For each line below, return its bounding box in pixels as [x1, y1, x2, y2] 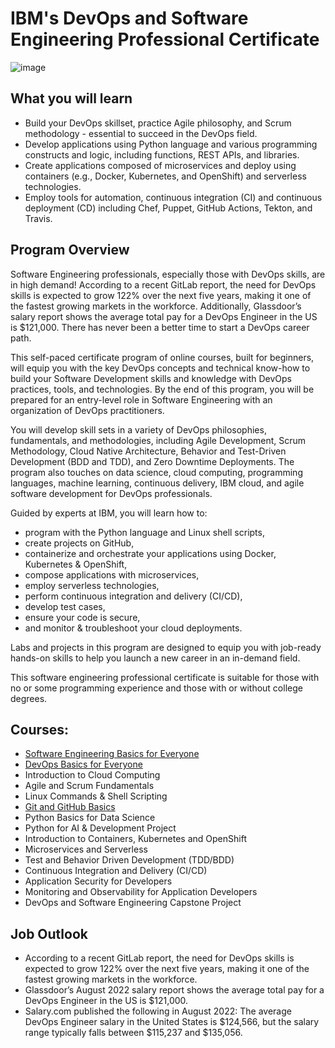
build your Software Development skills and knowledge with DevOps [10, 372, 293, 384]
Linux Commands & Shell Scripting [24, 790, 168, 802]
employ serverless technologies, [24, 579, 160, 591]
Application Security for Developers [24, 875, 173, 887]
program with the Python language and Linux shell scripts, [24, 526, 265, 538]
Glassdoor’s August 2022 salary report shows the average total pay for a [24, 984, 325, 996]
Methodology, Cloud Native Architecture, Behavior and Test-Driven [10, 445, 287, 457]
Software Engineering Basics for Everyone [24, 748, 200, 760]
